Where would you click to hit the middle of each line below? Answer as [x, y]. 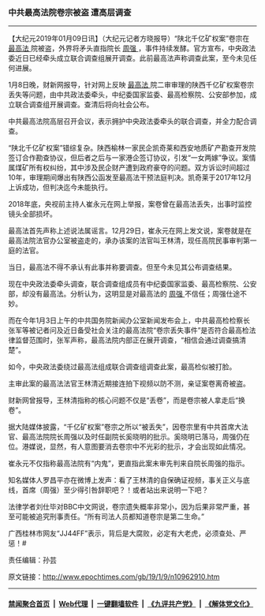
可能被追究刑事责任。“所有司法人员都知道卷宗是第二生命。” [110, 517]
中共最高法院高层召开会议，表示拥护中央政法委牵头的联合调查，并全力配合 [129, 121]
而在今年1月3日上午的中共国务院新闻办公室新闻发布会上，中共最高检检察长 [129, 320]
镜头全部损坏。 [32, 214]
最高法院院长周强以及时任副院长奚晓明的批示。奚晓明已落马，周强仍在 [136, 437]
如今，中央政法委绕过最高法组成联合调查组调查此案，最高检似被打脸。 [122, 367]
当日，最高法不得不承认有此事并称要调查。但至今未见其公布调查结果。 [122, 267]
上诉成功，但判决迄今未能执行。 [60, 188]
